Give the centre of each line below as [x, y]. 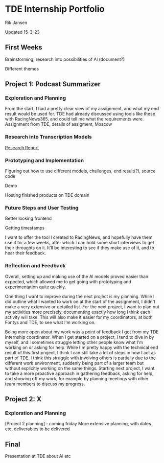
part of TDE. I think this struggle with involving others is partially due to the [80, 358]
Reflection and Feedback [35, 266]
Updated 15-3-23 [23, 32]
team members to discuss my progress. [45, 384]
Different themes [22, 69]
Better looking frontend [29, 218]
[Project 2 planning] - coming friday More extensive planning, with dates [78, 424]
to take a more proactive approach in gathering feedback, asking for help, [80, 373]
